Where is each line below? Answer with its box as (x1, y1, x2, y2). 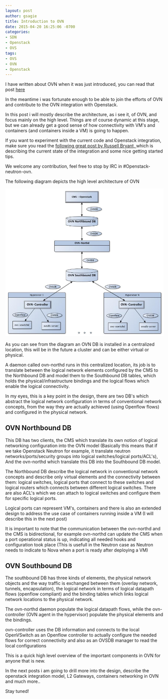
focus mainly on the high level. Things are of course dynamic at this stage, (5, 117, 159, 123)
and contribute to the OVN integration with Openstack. (5, 102, 118, 108)
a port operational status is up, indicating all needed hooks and (5, 536, 136, 542)
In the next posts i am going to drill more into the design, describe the (5, 668, 149, 674)
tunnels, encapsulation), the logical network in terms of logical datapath (5, 586, 154, 592)
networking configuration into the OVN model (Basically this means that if (5, 442, 157, 448)
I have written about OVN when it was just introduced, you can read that (5, 81, 154, 87)
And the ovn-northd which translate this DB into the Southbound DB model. (5, 459, 161, 465)
